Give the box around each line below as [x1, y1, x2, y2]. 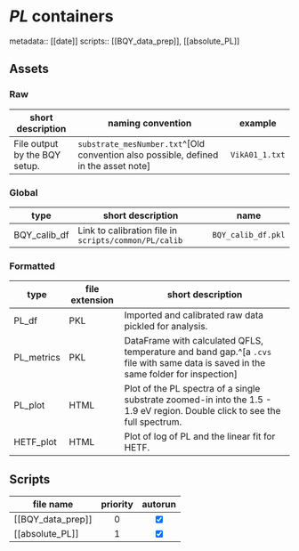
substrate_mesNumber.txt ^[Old [77, 137, 206, 150]
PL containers [9, 6, 114, 27]
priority [101, 498, 133, 511]
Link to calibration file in [77, 224, 178, 237]
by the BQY [13, 149, 61, 161]
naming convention [108, 117, 192, 129]
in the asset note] [77, 159, 151, 172]
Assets [9, 61, 49, 77]
